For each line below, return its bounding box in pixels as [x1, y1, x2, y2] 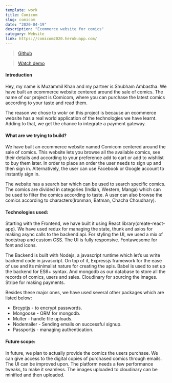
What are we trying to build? [5, 132, 67, 139]
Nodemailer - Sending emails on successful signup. [12, 321, 122, 328]
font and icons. [5, 242, 37, 248]
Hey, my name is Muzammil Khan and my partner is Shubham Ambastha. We [5, 83, 167, 90]
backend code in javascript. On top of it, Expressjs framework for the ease [5, 258, 162, 264]
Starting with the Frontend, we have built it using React [5, 220, 121, 226]
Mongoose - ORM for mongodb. [12, 310, 81, 316]
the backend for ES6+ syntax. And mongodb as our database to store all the [5, 269, 166, 275]
